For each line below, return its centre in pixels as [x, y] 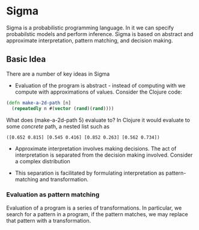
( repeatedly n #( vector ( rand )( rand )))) [63, 108]
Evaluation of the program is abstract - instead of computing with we [100, 85]
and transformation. [64, 179]
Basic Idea [26, 59]
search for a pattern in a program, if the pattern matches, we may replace [97, 214]
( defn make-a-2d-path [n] [38, 103]
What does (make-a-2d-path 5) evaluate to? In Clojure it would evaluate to [98, 120]
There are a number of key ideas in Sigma [58, 74]
